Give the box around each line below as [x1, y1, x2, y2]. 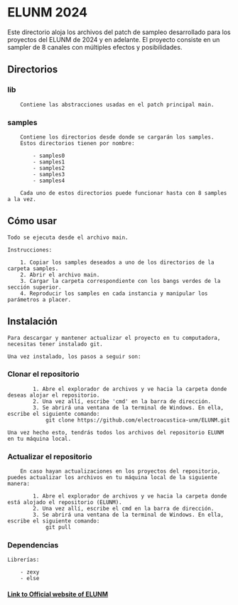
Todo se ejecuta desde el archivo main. [7, 234, 129, 241]
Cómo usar [7, 215, 58, 227]
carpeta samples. [7, 264, 59, 272]
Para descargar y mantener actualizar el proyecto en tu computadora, [7, 334, 221, 341]
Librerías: [7, 556, 40, 564]
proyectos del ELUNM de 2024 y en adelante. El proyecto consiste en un [7, 35, 220, 43]
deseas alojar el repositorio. [7, 392, 100, 399]
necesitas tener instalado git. [7, 341, 103, 348]
